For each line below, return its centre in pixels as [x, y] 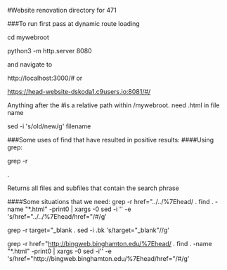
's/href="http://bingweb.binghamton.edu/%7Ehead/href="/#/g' [98, 258]
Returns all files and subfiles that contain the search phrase [93, 188]
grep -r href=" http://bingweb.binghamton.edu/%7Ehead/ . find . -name [110, 244]
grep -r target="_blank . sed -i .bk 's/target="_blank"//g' [89, 230]
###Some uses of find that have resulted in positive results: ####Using [111, 140]
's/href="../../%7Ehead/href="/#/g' [57, 216]
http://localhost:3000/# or [45, 78]
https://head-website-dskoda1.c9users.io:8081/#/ [79, 92]
